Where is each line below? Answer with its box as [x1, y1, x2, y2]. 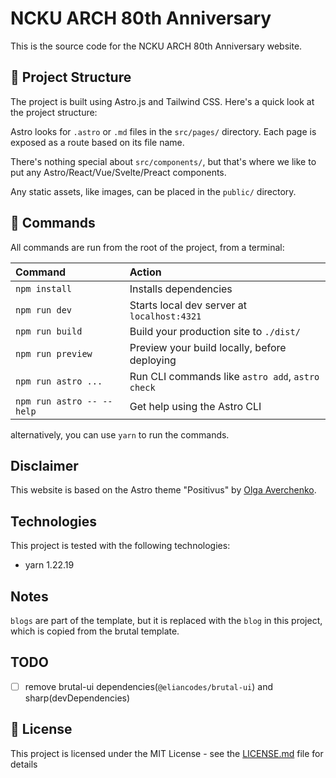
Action [129, 265, 162, 279]
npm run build [15, 325, 83, 337]
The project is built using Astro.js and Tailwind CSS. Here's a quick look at [10, 95, 315, 107]
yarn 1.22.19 [24, 559, 75, 571]
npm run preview [15, 348, 93, 359]
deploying [129, 353, 177, 367]
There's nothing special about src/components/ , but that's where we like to [10, 155, 317, 167]
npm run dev [15, 304, 73, 316]
